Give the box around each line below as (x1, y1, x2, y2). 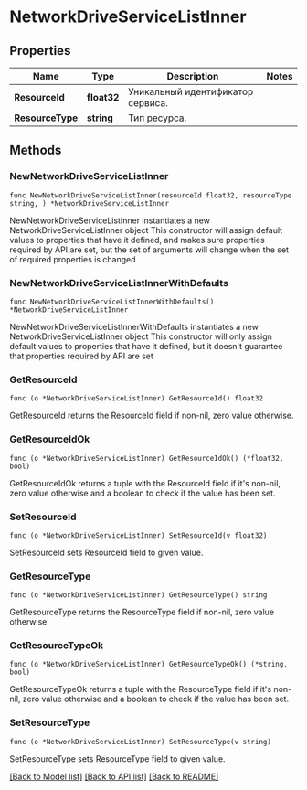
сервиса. (127, 97, 169, 109)
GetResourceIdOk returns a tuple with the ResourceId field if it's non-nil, (9, 477, 281, 488)
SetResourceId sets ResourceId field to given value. (9, 547, 204, 558)
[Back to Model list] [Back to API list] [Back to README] (9, 771, 219, 782)
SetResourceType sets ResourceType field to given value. (9, 753, 226, 764)
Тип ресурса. (127, 112, 187, 124)
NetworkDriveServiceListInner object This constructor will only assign (9, 331, 272, 342)
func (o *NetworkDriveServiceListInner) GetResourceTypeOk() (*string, (9, 660, 288, 669)
